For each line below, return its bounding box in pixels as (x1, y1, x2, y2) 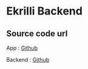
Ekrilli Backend (6, 4, 83, 18)
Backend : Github (6, 56, 50, 63)
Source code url (6, 28, 68, 39)
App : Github (6, 44, 38, 51)
